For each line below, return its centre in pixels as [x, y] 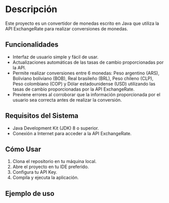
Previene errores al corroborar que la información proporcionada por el [86, 94]
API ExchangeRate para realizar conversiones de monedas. [67, 28]
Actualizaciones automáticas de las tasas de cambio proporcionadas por [88, 62]
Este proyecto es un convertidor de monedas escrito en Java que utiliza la [82, 23]
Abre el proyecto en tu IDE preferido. [51, 167]
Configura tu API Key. [35, 172]
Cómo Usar [23, 149]
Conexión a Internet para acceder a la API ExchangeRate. [72, 133]
